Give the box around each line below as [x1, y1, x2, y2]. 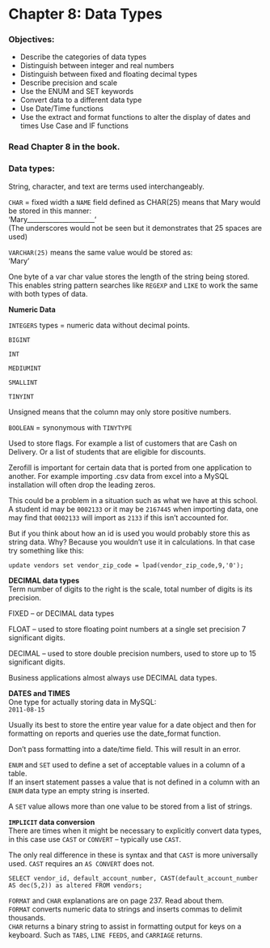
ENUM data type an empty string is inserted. [8, 785, 150, 795]
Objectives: [8, 34, 55, 45]
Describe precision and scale [19, 78, 118, 88]
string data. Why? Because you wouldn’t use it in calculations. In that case [8, 536, 255, 547]
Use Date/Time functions [19, 104, 103, 113]
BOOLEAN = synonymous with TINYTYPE [8, 422, 133, 432]
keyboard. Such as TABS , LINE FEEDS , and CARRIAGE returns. [8, 929, 203, 940]
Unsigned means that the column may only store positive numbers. [8, 407, 232, 416]
